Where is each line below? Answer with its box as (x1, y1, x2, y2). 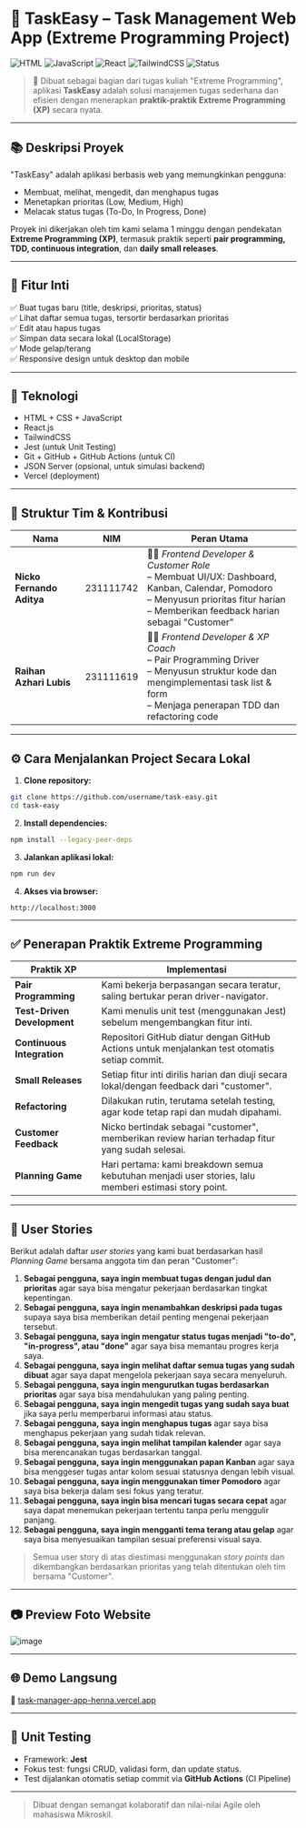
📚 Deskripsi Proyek (10, 140, 124, 156)
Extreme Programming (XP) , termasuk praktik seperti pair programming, (10, 233, 286, 244)
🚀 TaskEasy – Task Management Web (10, 8, 297, 29)
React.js (23, 422, 54, 433)
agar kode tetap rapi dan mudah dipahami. (101, 1106, 282, 1119)
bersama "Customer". (32, 1571, 114, 1582)
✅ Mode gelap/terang (10, 343, 92, 354)
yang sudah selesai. (101, 1143, 186, 1156)
